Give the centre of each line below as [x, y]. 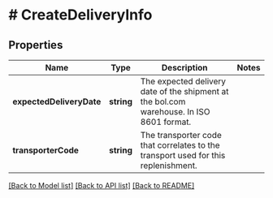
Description [184, 68]
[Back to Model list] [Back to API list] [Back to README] [102, 185]
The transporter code [181, 135]
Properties [36, 45]
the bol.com [163, 101]
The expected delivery [183, 81]
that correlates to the [180, 145]
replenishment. [169, 166]
